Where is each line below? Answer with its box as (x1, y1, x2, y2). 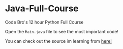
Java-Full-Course (5, 3, 79, 14)
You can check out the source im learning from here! (5, 38, 112, 44)
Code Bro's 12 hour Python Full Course (5, 19, 84, 25)
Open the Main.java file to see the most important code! (5, 28, 119, 34)
